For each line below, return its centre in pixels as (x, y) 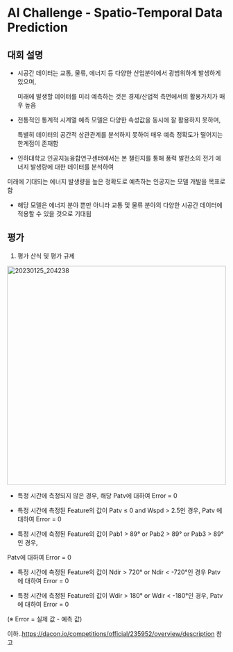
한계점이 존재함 (38, 143)
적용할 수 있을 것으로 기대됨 (54, 214)
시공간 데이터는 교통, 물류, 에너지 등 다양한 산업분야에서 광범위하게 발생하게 (119, 73)
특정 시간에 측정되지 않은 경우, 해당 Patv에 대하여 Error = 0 (97, 496)
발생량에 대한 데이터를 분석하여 (72, 167)
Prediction (37, 27)
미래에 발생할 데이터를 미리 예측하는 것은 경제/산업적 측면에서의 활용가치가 (118, 96)
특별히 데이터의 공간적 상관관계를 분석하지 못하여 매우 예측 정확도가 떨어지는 (120, 135)
